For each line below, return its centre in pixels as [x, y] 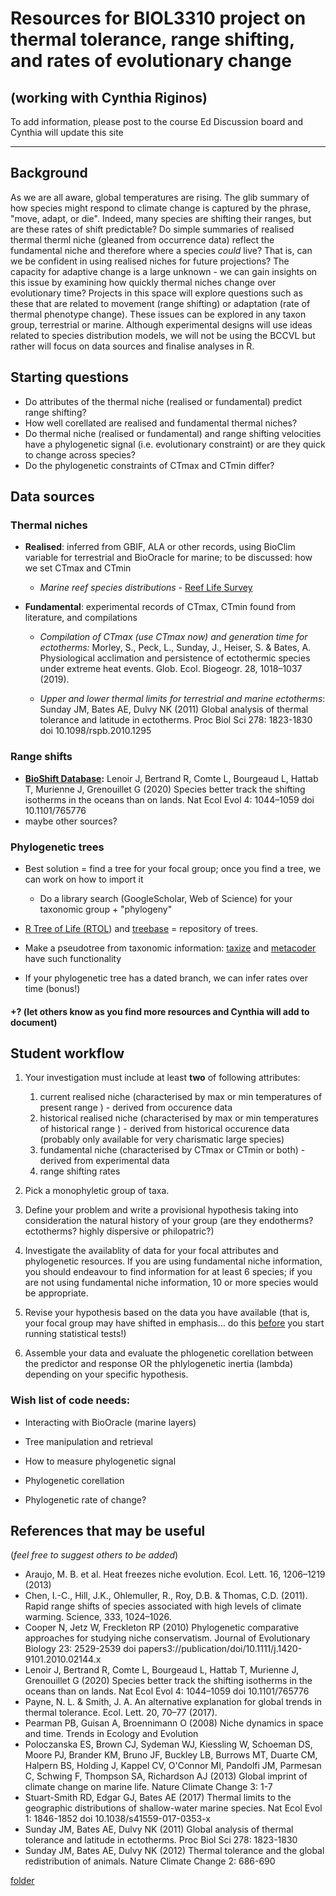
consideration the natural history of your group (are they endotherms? [169, 1221]
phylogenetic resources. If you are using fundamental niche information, [173, 1261]
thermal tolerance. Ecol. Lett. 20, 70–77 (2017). [121, 1713]
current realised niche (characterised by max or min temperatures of [181, 1097]
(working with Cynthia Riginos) [109, 97]
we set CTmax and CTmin [78, 568]
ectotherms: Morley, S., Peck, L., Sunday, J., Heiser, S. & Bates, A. [175, 648]
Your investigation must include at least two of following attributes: [162, 1078]
